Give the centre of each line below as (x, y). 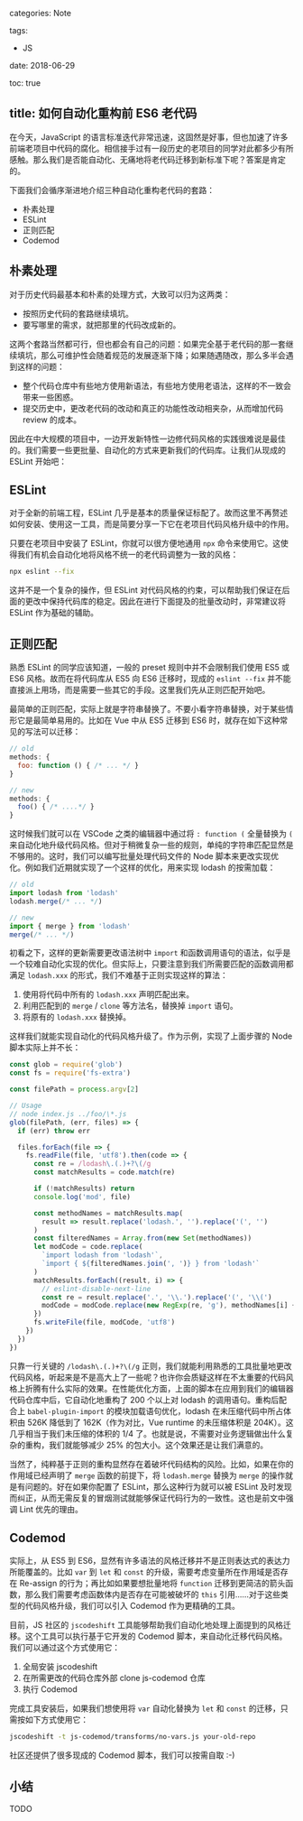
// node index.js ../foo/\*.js (68, 1114)
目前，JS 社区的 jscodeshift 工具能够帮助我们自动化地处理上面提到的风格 (147, 1625)
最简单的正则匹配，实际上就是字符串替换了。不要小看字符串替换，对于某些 (147, 709)
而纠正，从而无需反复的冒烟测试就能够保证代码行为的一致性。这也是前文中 (147, 1498)
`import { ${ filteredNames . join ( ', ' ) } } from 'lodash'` (151, 1263)
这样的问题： (41, 366)
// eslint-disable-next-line (96, 1289)
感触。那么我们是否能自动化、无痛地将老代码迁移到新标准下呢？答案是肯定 (147, 159)
